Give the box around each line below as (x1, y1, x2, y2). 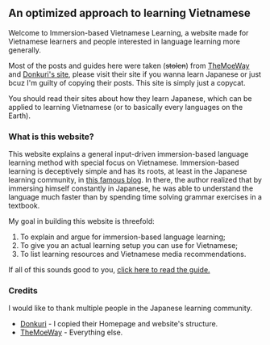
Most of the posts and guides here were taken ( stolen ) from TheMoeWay (8, 61, 250, 70)
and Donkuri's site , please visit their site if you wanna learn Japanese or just (8, 69, 262, 79)
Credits (8, 285, 38, 297)
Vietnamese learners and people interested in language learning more (8, 36, 240, 46)
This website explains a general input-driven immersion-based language (8, 149, 249, 159)
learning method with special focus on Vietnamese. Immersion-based (8, 158, 239, 168)
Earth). (8, 111, 31, 120)
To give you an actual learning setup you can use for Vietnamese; (19, 241, 239, 250)
